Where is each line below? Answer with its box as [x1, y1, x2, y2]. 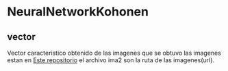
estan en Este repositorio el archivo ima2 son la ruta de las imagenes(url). [7, 56, 214, 64]
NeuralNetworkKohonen [7, 4, 149, 20]
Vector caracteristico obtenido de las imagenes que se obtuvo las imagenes [7, 49, 221, 57]
